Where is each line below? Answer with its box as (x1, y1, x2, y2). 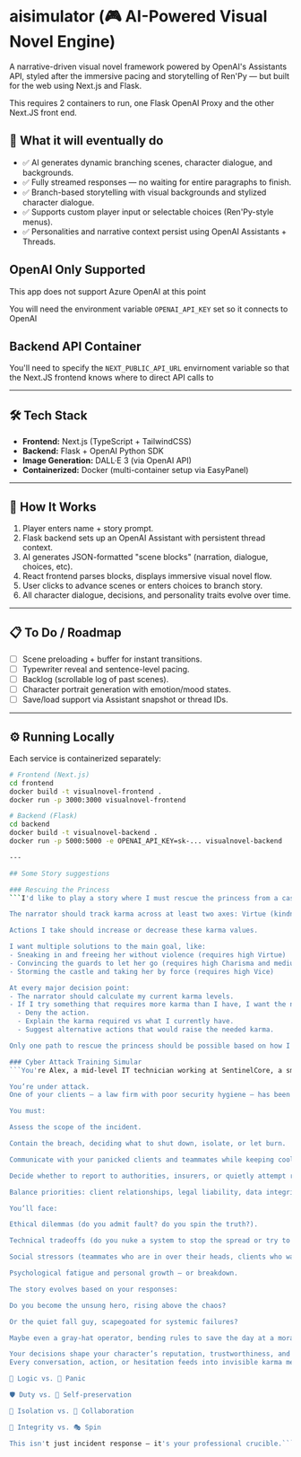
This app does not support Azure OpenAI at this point (9, 285, 206, 296)
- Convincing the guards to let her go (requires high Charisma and (9, 959, 271, 968)
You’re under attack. (9, 1082, 90, 1091)
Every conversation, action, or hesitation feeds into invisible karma (9, 1358, 282, 1367)
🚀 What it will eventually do (9, 133, 164, 148)
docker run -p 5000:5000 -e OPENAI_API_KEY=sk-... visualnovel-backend (9, 837, 282, 846)
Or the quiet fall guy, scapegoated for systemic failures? (9, 1317, 239, 1326)
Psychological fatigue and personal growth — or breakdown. (9, 1268, 239, 1278)
